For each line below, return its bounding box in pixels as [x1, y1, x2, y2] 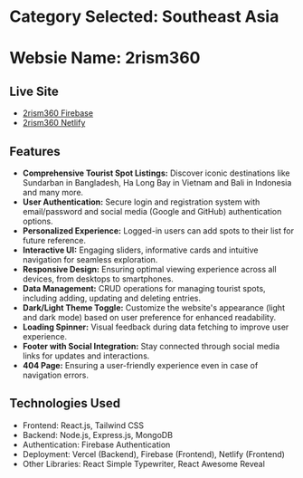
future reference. [22, 235, 87, 245]
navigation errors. [22, 369, 89, 380]
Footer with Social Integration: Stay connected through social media [22, 341, 280, 351]
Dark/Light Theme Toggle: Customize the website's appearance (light [22, 302, 285, 313]
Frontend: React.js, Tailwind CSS [22, 419, 145, 431]
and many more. [22, 187, 84, 197]
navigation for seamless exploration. [22, 254, 158, 264]
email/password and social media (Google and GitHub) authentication [22, 206, 282, 216]
